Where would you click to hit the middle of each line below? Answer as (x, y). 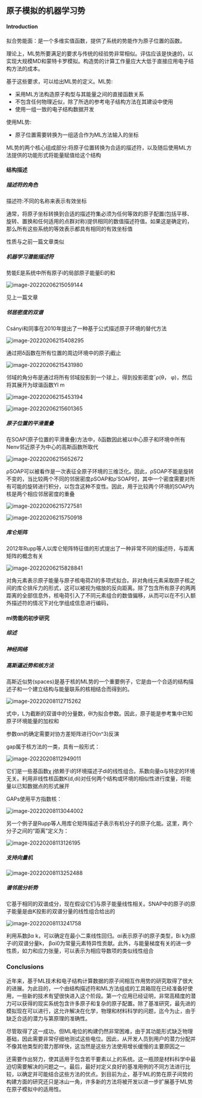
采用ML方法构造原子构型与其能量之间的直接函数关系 (79, 94)
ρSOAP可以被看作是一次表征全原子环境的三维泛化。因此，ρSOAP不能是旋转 (100, 472)
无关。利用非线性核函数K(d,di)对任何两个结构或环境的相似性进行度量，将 (96, 779)
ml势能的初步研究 (28, 618)
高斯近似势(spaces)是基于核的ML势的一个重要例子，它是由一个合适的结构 (97, 682)
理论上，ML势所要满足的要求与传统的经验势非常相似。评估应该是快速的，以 (100, 54)
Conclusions (25, 967)
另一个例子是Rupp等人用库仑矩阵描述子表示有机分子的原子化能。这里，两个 (100, 824)
